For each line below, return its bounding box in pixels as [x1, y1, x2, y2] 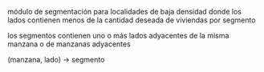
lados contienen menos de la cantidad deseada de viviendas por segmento [7, 15, 256, 25]
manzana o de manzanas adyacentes [7, 39, 132, 49]
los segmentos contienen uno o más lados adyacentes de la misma [7, 31, 229, 40]
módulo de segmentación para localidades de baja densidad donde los [7, 7, 242, 16]
